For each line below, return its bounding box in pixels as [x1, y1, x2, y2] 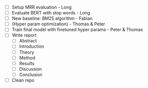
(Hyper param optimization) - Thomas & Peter [11, 21, 105, 27]
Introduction [19, 43, 45, 49]
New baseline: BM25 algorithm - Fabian [11, 15, 93, 21]
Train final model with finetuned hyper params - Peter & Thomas [11, 27, 143, 33]
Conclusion [19, 72, 43, 78]
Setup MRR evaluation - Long [11, 4, 72, 10]
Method [19, 55, 36, 61]
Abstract [19, 38, 37, 44]
